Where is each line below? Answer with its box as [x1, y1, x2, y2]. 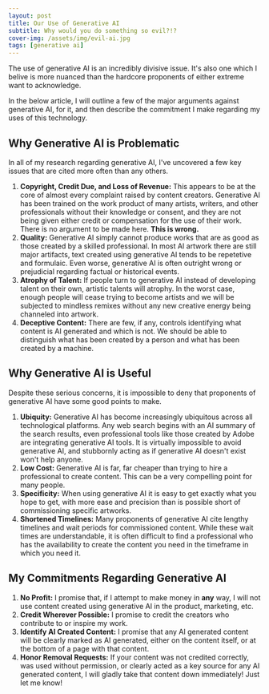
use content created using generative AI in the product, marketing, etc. [19, 601, 254, 611]
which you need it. [19, 548, 82, 558]
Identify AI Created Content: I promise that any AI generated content [19, 627, 249, 636]
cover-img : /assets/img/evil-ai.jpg [8, 34, 130, 42]
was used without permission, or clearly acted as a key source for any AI [19, 660, 260, 670]
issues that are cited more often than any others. [8, 166, 169, 176]
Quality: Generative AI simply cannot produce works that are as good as [19, 232, 259, 242]
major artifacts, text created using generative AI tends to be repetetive [19, 249, 252, 259]
